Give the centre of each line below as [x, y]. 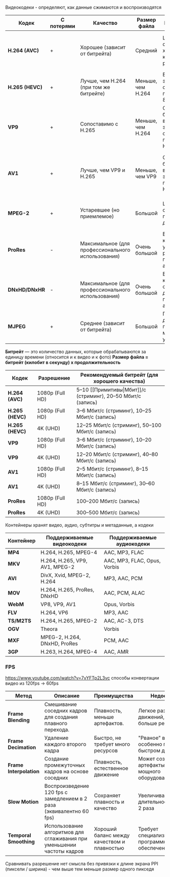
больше [148, 724]
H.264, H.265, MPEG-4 [69, 552]
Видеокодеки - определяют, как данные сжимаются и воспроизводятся [83, 7]
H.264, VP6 [54, 612]
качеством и [110, 842]
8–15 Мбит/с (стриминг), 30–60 [116, 483]
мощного [150, 772]
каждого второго [65, 744]
